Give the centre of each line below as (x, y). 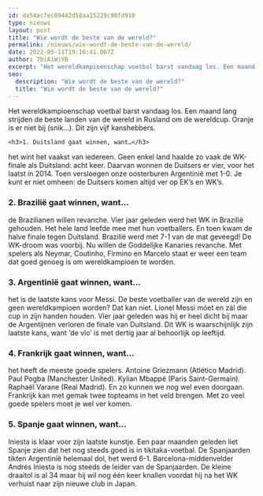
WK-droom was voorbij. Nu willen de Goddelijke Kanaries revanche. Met (125, 244)
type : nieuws (30, 23)
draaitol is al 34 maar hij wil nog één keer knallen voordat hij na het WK (123, 475)
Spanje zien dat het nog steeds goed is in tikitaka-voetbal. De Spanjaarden (129, 449)
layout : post (30, 30)
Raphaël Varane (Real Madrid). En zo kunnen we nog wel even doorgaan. (126, 387)
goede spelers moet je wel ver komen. (70, 404)
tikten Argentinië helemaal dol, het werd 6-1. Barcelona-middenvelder (121, 458)
